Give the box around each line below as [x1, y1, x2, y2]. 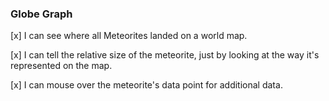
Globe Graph [10, 7, 73, 21]
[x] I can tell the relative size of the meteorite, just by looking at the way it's [10, 49, 320, 61]
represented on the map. [10, 60, 113, 72]
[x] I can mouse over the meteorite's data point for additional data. [10, 79, 283, 91]
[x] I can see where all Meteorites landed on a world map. [10, 30, 248, 42]
